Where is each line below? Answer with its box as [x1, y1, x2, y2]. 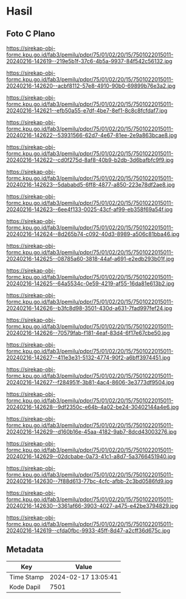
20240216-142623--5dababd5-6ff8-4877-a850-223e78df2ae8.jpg [6, 181, 175, 188]
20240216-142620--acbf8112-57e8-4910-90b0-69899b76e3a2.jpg [6, 82, 176, 89]
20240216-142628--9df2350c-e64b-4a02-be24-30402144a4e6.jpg [6, 403, 179, 410]
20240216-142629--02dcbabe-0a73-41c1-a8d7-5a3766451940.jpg [6, 453, 176, 460]
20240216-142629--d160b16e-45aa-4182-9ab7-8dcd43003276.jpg [6, 428, 177, 435]
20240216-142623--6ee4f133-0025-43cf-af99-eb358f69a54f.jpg [6, 206, 173, 213]
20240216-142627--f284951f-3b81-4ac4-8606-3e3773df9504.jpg [6, 379, 174, 386]
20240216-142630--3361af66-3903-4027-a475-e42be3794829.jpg [6, 502, 178, 509]
